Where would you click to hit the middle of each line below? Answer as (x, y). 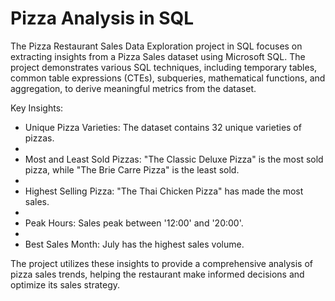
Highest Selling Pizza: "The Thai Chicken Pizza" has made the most (164, 191)
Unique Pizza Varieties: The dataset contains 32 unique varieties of (163, 127)
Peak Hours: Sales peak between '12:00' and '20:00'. (134, 223)
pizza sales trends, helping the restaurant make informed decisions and (157, 274)
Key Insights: (37, 108)
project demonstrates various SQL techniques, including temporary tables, (164, 67)
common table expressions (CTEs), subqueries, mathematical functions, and (168, 78)
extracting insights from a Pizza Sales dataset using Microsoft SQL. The (158, 56)
